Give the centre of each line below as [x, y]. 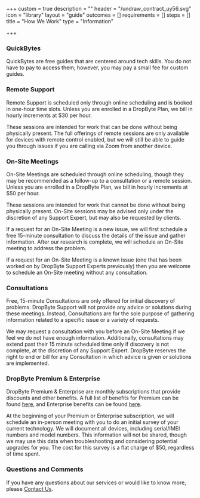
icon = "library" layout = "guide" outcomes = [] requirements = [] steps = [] [98, 15]
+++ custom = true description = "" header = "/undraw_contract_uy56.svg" [99, 9]
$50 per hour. [23, 193]
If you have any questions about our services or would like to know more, [96, 482]
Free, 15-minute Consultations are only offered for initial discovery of [91, 301]
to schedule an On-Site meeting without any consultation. [77, 272]
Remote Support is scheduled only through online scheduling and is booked [99, 102]
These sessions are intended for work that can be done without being [92, 127]
